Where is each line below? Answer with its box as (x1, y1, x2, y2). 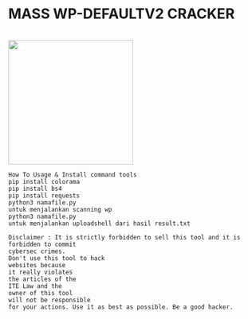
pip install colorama (8, 177, 81, 185)
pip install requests (8, 192, 81, 200)
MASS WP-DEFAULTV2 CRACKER (8, 5, 235, 23)
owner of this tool (8, 289, 73, 297)
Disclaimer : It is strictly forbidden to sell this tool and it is (8, 233, 241, 241)
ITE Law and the (8, 282, 62, 290)
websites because (8, 261, 66, 269)
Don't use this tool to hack (8, 254, 105, 263)
